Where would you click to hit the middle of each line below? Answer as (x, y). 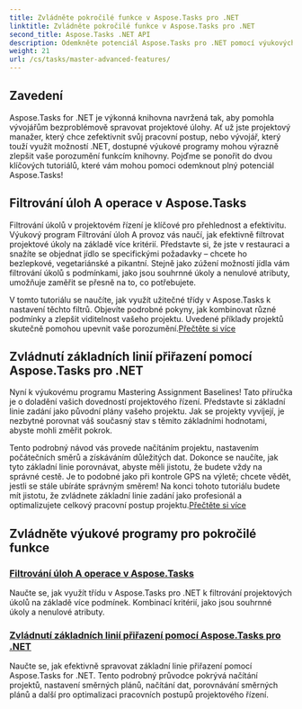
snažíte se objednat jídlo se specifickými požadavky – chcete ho (128, 254)
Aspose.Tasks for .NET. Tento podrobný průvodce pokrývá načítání (133, 676)
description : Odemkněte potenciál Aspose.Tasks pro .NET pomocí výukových (152, 43)
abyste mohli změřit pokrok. (61, 431)
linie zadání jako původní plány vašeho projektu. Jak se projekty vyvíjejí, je (147, 411)
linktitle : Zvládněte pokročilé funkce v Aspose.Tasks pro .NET (132, 26)
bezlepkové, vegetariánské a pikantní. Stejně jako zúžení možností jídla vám (150, 263)
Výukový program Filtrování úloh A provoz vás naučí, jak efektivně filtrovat (147, 234)
